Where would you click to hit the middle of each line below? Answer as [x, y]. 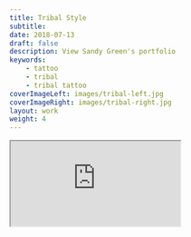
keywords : [28, 60]
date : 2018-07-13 [42, 35]
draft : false [34, 43]
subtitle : [28, 26]
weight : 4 [28, 119]
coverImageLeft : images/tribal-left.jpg [87, 94]
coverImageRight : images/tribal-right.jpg [91, 102]
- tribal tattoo [57, 85]
